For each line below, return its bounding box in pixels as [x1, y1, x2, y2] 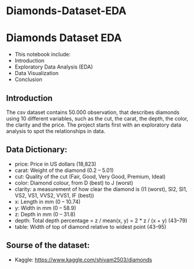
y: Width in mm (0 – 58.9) [14, 204, 77, 211]
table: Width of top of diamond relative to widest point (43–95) [14, 223, 167, 230]
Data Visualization [14, 70, 59, 77]
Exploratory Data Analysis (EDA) [14, 63, 93, 70]
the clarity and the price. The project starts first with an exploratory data [6, 121, 182, 128]
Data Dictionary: [6, 145, 68, 155]
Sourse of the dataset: [6, 241, 90, 251]
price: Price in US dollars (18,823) [14, 160, 97, 167]
